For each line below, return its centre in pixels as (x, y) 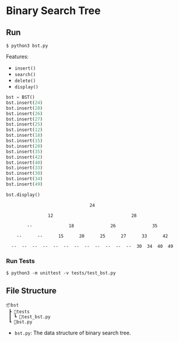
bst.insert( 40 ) (24, 163)
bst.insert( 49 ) (24, 184)
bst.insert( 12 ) (24, 130)
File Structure (31, 291)
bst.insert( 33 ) (24, 168)
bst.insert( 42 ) (24, 157)
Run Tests (20, 261)
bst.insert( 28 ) (24, 108)
